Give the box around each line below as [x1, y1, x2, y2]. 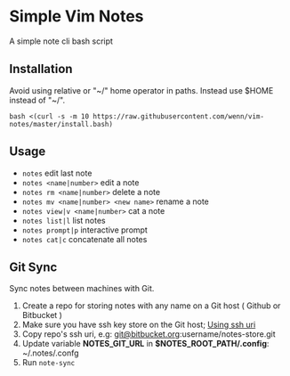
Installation [9, 61, 73, 77]
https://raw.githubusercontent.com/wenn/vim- [93, 111, 265, 121]
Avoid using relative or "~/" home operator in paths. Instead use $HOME [9, 85, 274, 95]
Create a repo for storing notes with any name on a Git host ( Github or [21, 300, 281, 311]
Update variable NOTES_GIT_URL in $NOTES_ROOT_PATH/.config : [21, 339, 270, 349]
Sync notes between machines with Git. [9, 283, 155, 294]
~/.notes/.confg [21, 347, 79, 358]
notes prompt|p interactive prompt [21, 225, 149, 235]
